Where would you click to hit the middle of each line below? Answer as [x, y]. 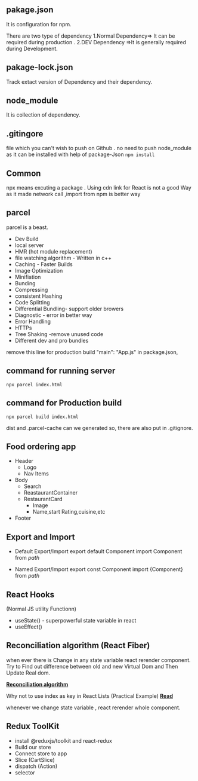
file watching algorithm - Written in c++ [63, 258]
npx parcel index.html [34, 385]
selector [25, 772]
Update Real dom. [28, 673]
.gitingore [25, 134]
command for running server [61, 371]
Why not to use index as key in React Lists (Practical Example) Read [89, 695]
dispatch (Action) [36, 766]
